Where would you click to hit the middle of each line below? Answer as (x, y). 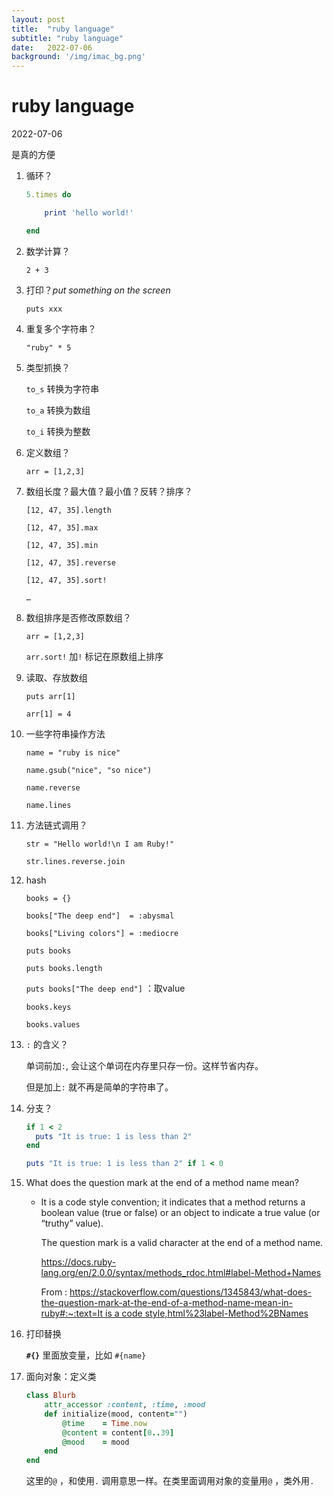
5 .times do (48, 195)
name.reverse (53, 787)
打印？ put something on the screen (98, 290)
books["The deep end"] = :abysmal (100, 916)
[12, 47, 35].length (68, 510)
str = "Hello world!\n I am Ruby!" (100, 844)
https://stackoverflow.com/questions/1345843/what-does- (190, 1292)
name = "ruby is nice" (73, 752)
